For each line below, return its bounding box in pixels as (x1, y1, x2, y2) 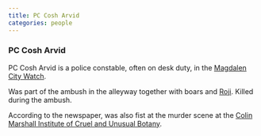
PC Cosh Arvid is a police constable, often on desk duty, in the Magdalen (8, 62, 248, 72)
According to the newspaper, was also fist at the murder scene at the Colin (8, 110, 253, 119)
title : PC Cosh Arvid (8, 11, 80, 20)
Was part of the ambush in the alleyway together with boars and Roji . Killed (8, 86, 254, 96)
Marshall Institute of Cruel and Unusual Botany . (8, 119, 163, 128)
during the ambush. (8, 95, 73, 104)
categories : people (8, 19, 73, 27)
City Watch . (8, 71, 46, 81)
